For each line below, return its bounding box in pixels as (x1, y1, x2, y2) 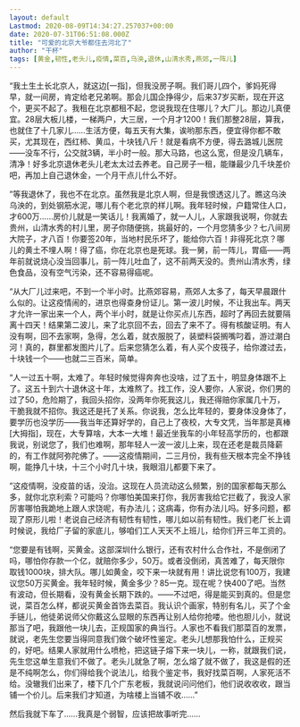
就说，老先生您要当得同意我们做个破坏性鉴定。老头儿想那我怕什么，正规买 (9, 634, 283, 644)
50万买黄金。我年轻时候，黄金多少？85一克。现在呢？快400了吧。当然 (24, 578, 286, 588)
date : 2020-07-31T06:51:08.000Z (9, 30, 129, 38)
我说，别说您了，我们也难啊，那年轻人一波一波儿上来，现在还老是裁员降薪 (9, 439, 283, 450)
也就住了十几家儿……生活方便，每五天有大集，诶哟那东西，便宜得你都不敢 (9, 125, 281, 135)
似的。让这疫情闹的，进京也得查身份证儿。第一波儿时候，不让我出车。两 (16, 297, 283, 308)
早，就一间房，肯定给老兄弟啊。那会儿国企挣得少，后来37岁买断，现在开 (9, 91, 277, 102)
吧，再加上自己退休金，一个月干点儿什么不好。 (9, 170, 181, 180)
